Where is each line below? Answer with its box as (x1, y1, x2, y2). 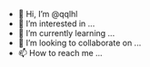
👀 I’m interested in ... (17, 18, 95, 29)
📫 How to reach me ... (17, 48, 103, 58)
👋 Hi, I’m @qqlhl (17, 9, 78, 19)
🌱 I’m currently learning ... (17, 28, 115, 38)
